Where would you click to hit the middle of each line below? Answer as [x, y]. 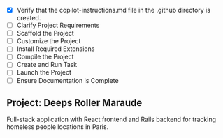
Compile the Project [45, 57]
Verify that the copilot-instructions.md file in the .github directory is [114, 10]
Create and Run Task [47, 65]
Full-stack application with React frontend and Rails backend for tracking [111, 120]
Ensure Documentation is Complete [68, 80]
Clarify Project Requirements [58, 25]
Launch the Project [44, 72]
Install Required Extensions [56, 49]
